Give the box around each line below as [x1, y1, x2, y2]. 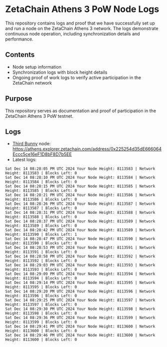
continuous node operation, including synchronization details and [5, 31, 140, 37]
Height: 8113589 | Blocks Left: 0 [5, 223, 77, 228]
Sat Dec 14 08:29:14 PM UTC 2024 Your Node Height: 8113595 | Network [5, 280, 155, 285]
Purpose [5, 94, 32, 103]
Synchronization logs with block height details [12, 69, 107, 75]
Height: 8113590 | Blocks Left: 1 [5, 232, 77, 237]
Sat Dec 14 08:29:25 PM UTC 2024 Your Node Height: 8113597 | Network [5, 298, 155, 303]
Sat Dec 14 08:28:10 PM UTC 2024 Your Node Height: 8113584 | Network [5, 175, 155, 180]
